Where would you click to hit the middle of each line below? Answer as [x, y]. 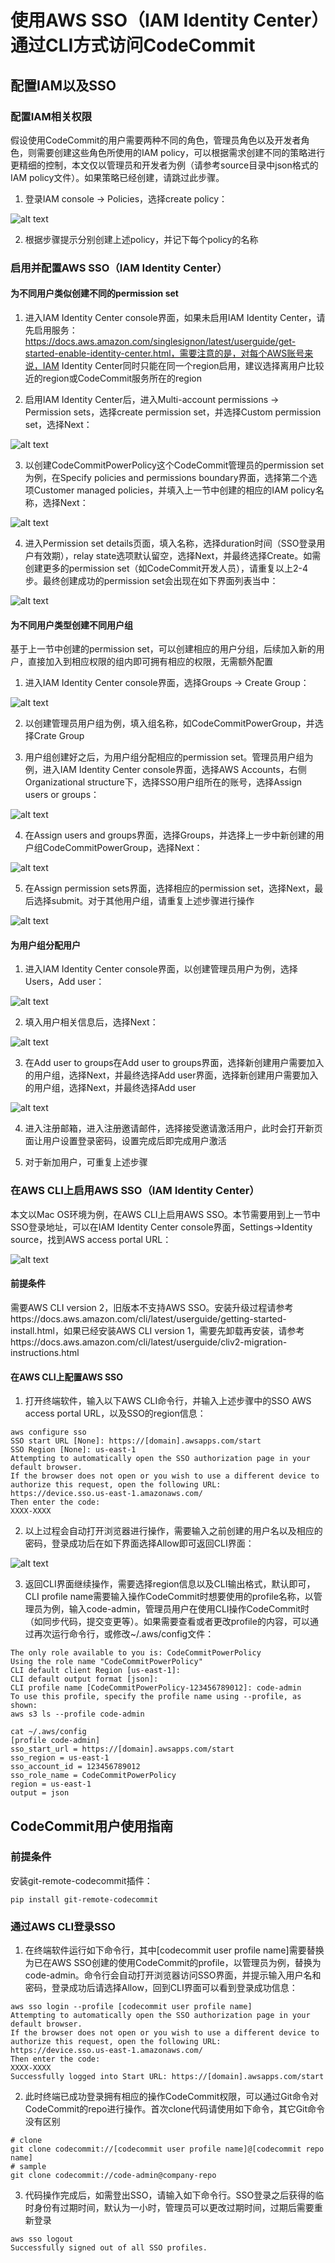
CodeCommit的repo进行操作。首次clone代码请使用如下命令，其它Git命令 [175, 2109]
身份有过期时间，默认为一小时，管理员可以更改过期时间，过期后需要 [174, 2208]
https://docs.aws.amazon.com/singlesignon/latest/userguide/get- [160, 341]
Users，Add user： [64, 982]
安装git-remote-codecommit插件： [81, 1880]
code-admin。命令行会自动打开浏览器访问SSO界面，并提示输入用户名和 [173, 1975]
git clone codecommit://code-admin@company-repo [113, 2176]
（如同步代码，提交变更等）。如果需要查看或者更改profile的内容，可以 [167, 1622]
